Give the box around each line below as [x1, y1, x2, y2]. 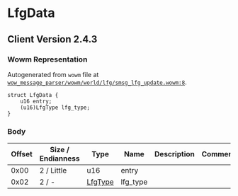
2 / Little [39, 166, 67, 175]
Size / [50, 145, 69, 155]
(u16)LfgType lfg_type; [20, 104, 91, 111]
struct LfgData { [7, 91, 59, 98]
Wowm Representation [7, 54, 88, 64]
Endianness [39, 154, 80, 163]
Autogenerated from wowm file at [7, 70, 99, 79]
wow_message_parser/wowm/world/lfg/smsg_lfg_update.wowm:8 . [7, 78, 187, 86]
